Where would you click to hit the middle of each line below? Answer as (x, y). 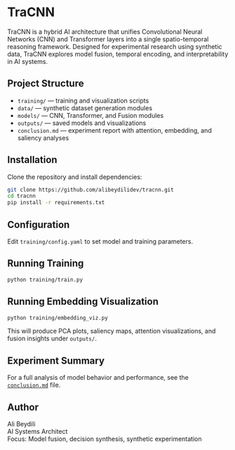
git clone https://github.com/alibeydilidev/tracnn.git (90, 190)
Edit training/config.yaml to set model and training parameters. (100, 241)
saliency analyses (43, 138)
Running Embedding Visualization (83, 302)
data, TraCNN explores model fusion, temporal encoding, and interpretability (118, 54)
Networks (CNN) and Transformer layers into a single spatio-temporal (108, 39)
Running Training (46, 264)
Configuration (39, 224)
